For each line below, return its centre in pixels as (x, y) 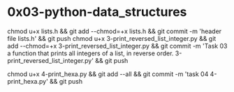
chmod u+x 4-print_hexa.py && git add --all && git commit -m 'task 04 (108, 74)
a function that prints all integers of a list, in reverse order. (90, 53)
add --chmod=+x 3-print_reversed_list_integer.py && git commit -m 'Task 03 (117, 46)
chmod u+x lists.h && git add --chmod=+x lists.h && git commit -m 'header (115, 31)
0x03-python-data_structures (97, 12)
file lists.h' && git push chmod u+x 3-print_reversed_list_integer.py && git (112, 38)
